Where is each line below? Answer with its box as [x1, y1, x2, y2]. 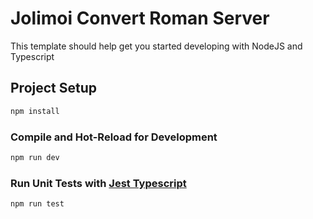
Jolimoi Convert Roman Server [10, 7, 270, 30]
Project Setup [10, 80, 98, 97]
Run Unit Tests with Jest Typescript [10, 176, 187, 190]
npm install [10, 106, 60, 116]
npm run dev [10, 152, 60, 162]
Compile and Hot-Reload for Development [10, 130, 218, 144]
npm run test [10, 199, 65, 209]
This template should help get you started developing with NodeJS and [10, 40, 303, 52]
